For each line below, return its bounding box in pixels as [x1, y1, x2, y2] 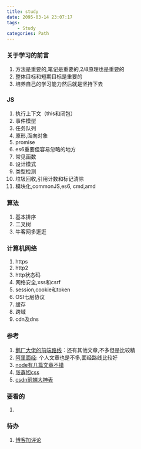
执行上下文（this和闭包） [15, 110, 76, 117]
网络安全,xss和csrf [15, 279, 61, 286]
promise [15, 138, 36, 145]
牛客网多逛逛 [15, 228, 46, 235]
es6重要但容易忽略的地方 [15, 145, 76, 152]
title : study [6, 8, 39, 15]
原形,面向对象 [15, 132, 48, 139]
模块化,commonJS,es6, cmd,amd [15, 183, 96, 190]
